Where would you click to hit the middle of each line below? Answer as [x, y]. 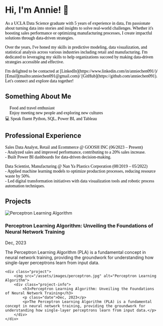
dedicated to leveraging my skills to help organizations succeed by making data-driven [79, 57]
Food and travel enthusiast [32, 108]
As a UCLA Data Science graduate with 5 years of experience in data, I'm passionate [78, 23]
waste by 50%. [18, 176]
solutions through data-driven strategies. [40, 38]
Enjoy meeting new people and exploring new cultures [56, 113]
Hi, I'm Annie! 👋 [37, 10]
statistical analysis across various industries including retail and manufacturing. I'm [76, 52]
